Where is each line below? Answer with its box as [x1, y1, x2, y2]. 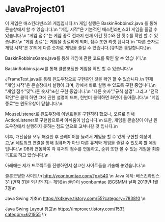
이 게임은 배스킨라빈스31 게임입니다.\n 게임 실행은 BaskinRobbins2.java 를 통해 [5, 20, 158, 26]
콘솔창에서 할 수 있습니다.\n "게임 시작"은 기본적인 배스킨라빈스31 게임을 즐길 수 [5, 26, 158, 32]
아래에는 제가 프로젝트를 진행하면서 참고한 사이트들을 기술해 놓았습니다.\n [5, 162, 146, 168]
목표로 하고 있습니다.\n [5, 152, 49, 158]
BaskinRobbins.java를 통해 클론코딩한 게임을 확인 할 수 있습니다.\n [5, 65, 134, 72]
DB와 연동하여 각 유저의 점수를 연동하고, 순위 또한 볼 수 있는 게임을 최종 [23, 146, 160, 151]
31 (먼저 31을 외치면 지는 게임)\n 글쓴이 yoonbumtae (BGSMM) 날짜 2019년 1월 [5, 179, 159, 185]
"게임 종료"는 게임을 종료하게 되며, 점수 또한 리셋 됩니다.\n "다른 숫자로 [23, 38, 159, 45]
